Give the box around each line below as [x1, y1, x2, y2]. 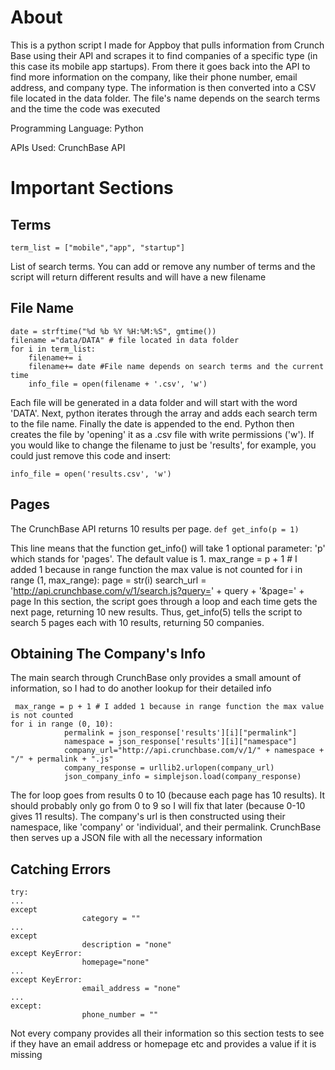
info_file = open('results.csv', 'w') [10, 469, 172, 479]
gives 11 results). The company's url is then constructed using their [10, 811, 286, 823]
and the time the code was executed [10, 102, 161, 115]
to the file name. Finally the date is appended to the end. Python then [10, 417, 295, 430]
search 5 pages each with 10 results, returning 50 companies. [10, 616, 265, 628]
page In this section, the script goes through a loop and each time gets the [10, 595, 318, 607]
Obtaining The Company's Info [10, 645, 206, 662]
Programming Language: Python [10, 122, 144, 134]
